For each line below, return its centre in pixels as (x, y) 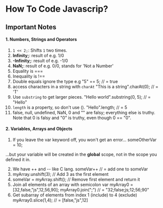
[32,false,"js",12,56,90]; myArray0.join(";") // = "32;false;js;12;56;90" (81, 189)
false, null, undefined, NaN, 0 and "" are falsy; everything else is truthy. (84, 112)
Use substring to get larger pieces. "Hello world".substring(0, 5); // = (81, 97)
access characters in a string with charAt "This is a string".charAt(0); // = (85, 86)
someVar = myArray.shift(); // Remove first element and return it (76, 179)
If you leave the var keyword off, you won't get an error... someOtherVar (85, 140)
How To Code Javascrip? (57, 9)
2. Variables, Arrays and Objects (39, 129)
